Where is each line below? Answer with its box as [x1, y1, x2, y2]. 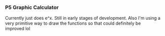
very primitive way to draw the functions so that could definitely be [5, 20, 141, 26]
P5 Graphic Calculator [5, 4, 59, 11]
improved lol [5, 26, 31, 32]
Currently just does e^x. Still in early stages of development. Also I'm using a [5, 15, 161, 21]
